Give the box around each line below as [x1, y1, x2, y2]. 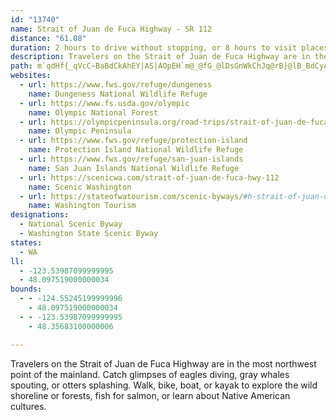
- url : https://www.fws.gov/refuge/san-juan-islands [19, 154, 244, 164]
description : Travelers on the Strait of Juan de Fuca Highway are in [10, 52, 311, 62]
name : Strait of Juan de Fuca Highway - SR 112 [10, 24, 213, 34]
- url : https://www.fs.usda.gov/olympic [19, 98, 190, 108]
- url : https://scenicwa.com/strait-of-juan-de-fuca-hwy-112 [19, 172, 280, 183]
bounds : [10, 284, 43, 295]
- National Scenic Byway [19, 219, 123, 230]
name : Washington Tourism [28, 201, 137, 211]
